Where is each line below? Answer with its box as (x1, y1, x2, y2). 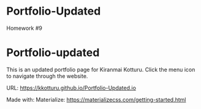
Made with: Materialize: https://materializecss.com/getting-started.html (6, 96, 186, 103)
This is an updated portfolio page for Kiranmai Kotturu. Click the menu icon (6, 66, 195, 73)
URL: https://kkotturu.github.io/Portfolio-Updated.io (6, 84, 137, 91)
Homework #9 (6, 24, 43, 32)
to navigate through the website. (6, 72, 88, 80)
